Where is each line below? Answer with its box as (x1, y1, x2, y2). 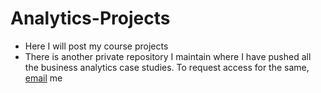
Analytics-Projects (10, 7, 171, 30)
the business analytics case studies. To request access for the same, (24, 61, 310, 73)
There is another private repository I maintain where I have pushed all (24, 50, 312, 62)
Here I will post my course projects (24, 40, 169, 52)
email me (24, 72, 63, 84)
